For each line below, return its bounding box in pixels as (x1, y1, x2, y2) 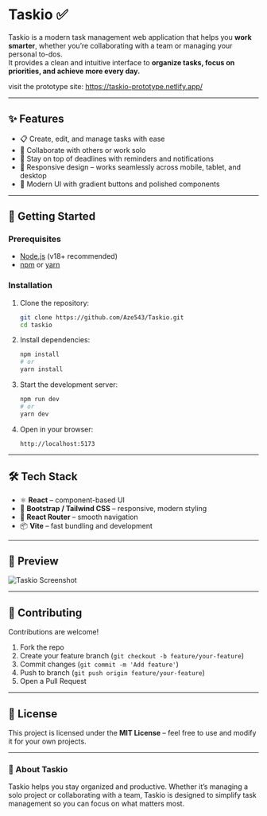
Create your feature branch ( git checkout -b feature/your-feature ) (19, 651, 245, 661)
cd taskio (19, 321, 53, 329)
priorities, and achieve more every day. (8, 66, 141, 76)
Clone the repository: (19, 298, 90, 307)
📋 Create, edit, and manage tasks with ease (19, 134, 165, 143)
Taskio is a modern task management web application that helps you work (8, 32, 252, 41)
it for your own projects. (8, 736, 87, 746)
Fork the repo (19, 642, 65, 652)
